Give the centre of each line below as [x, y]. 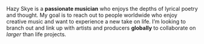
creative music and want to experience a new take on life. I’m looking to [96, 21]
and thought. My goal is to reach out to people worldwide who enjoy [92, 15]
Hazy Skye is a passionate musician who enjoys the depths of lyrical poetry [102, 9]
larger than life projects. [36, 34]
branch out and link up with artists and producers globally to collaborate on [101, 28]
